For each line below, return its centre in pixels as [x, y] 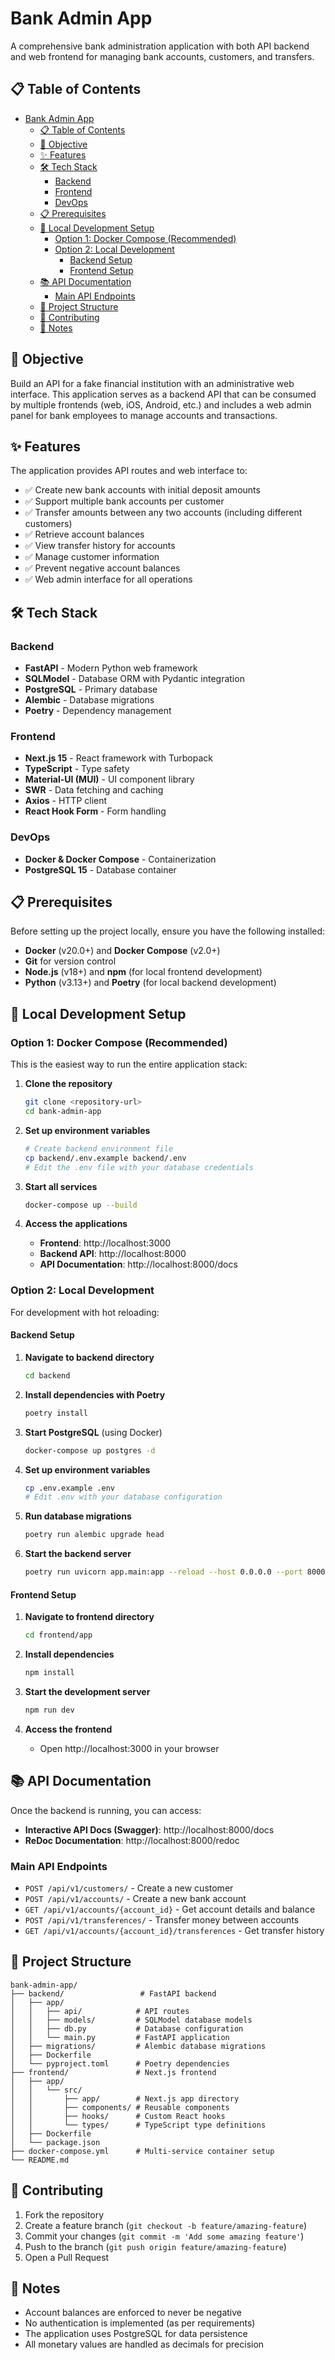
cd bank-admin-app [63, 1112]
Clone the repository [68, 1084]
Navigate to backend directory [89, 1357]
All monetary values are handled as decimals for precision [144, 2344]
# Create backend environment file [99, 1148]
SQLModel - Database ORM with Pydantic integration [134, 679]
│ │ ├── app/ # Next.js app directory [125, 2098]
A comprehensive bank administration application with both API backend [160, 46]
